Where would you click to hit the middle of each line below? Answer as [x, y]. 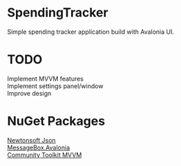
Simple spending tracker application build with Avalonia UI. [91, 32]
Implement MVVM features [46, 79]
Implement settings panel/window [55, 86]
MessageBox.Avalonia [39, 147]
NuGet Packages [56, 121]
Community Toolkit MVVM [45, 155]
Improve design [29, 93]
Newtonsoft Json [32, 140]
